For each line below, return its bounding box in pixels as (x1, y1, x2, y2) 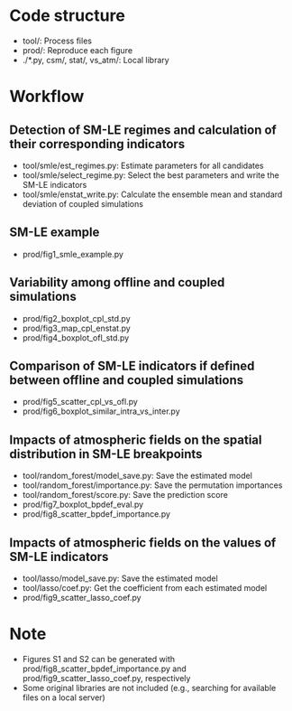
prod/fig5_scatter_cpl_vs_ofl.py (22, 397, 138, 407)
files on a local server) (22, 692, 105, 703)
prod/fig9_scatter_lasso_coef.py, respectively (22, 672, 191, 683)
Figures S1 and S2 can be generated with (22, 653, 176, 664)
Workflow (9, 87, 85, 107)
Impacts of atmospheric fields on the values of (9, 535, 277, 550)
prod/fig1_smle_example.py (22, 248, 124, 259)
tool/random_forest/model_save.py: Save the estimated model (22, 471, 252, 482)
